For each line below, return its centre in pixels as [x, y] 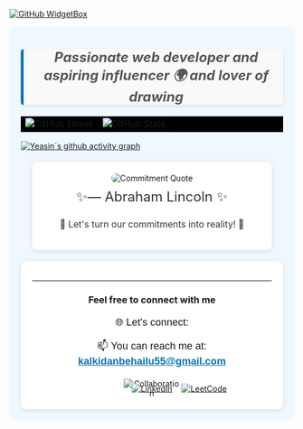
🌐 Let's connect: [152, 322]
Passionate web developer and [156, 57]
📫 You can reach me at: [152, 346]
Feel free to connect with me [152, 300]
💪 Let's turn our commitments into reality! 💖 [152, 224]
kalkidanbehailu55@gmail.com [152, 361]
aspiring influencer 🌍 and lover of [156, 75]
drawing [156, 97]
